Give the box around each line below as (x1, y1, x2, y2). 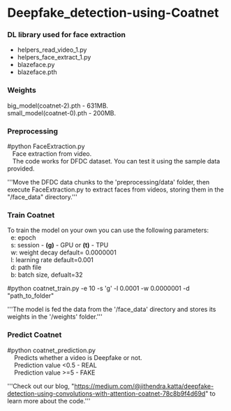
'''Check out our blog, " (7, 382, 75, 390)
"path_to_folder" (7, 291, 54, 300)
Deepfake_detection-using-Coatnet (7, 5, 219, 21)
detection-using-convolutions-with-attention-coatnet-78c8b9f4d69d (7, 389, 206, 398)
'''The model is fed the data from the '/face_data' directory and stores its (7, 305, 216, 314)
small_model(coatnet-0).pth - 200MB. (7, 108, 117, 117)
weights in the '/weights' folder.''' (7, 312, 103, 321)
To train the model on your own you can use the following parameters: (7, 226, 209, 235)
